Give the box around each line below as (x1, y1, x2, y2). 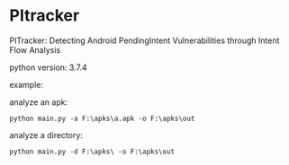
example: (9, 79, 43, 90)
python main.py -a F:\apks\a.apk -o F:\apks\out (9, 114, 195, 123)
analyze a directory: (9, 129, 84, 140)
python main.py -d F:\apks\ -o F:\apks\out (9, 147, 176, 156)
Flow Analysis (9, 44, 61, 55)
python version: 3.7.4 (9, 62, 87, 73)
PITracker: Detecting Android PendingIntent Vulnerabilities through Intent (9, 35, 280, 46)
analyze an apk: (9, 96, 68, 108)
